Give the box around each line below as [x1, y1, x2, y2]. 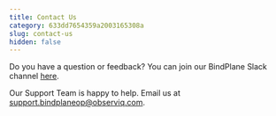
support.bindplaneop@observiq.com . [9, 98, 146, 108]
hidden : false [9, 37, 62, 47]
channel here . [9, 71, 59, 82]
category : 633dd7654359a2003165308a [9, 21, 144, 30]
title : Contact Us [9, 12, 77, 22]
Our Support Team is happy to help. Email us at [9, 88, 181, 98]
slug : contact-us [9, 29, 73, 38]
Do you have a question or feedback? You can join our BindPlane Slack [9, 62, 268, 72]
